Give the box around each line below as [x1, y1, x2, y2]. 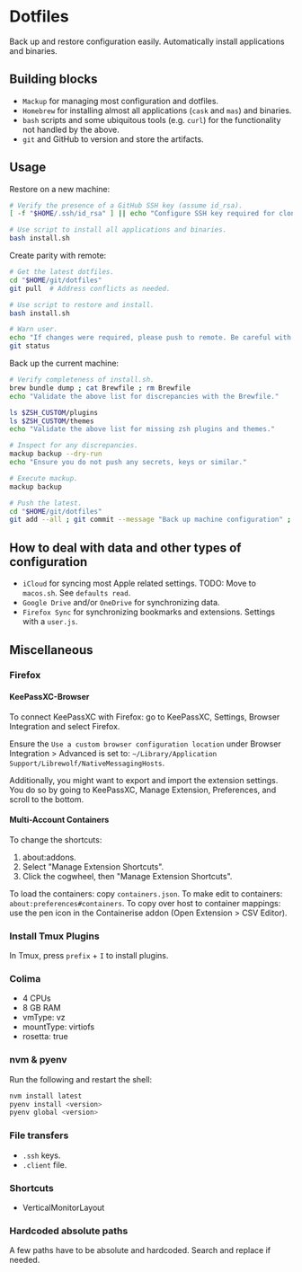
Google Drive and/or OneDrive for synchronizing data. [22, 597, 220, 608]
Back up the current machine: [9, 358, 120, 369]
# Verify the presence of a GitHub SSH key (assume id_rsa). [9, 200, 244, 210]
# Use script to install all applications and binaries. [9, 225, 227, 234]
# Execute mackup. [9, 473, 78, 482]
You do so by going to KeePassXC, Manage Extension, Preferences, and [9, 784, 277, 795]
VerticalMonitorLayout [22, 1202, 105, 1213]
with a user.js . [22, 616, 78, 627]
